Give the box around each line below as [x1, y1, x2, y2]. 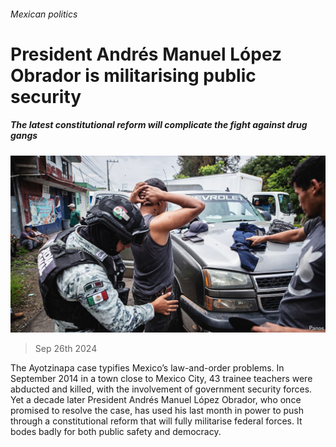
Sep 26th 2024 [34, 343, 98, 355]
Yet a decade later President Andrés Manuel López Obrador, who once [10, 394, 302, 406]
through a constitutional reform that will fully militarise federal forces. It [10, 415, 303, 427]
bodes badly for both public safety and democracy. [10, 426, 222, 438]
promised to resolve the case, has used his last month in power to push [10, 405, 304, 417]
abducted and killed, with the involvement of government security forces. [10, 383, 313, 395]
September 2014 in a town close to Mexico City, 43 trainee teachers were [10, 373, 313, 385]
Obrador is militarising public [10, 64, 257, 87]
